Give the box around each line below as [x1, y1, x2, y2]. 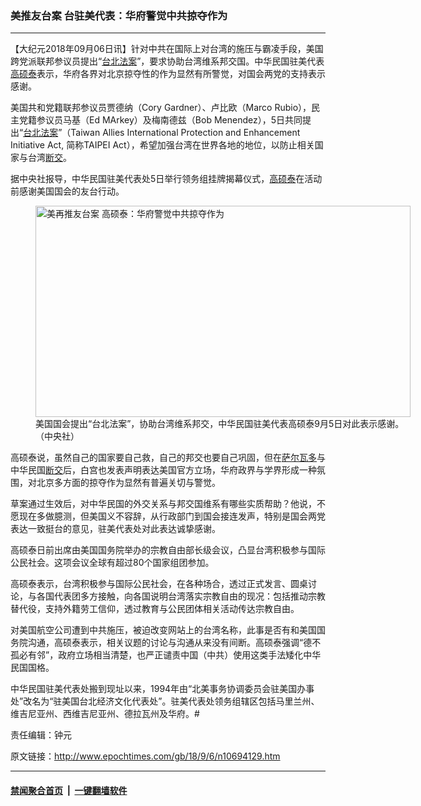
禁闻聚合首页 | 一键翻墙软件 [10, 784, 128, 796]
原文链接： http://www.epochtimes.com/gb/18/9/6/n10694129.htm [10, 750, 281, 762]
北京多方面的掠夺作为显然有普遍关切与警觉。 [36, 477, 221, 489]
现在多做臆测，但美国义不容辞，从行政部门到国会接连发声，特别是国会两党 [18, 510, 326, 522]
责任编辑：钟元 [10, 729, 72, 741]
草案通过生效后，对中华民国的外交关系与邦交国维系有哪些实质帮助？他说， [10, 498, 317, 510]
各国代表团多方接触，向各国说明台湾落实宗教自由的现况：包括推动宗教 [36, 590, 326, 602]
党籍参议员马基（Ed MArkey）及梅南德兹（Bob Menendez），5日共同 [18, 114, 303, 126]
